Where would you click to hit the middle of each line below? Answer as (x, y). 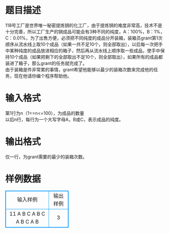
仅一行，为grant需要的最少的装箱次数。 (46, 157)
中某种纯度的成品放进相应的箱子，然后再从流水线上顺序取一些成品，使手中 (83, 51)
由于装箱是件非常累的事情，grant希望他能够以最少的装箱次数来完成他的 (79, 69)
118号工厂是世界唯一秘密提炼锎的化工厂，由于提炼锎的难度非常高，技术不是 (84, 25)
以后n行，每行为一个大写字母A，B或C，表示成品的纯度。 (65, 119)
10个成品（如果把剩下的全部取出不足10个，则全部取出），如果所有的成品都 (86, 57)
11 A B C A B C (27, 214)
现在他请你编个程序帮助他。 (43, 76)
